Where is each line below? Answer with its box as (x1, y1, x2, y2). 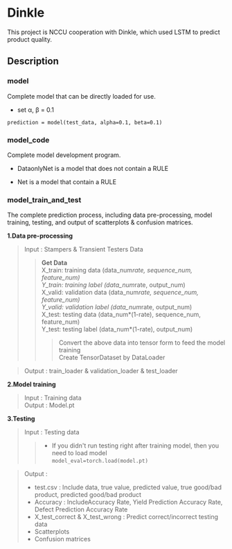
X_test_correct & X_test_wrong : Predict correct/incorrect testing (34, 513, 218, 521)
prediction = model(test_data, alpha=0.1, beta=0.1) (7, 119, 163, 126)
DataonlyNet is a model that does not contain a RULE (17, 164, 169, 172)
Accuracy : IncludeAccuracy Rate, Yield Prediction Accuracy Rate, (34, 498, 223, 507)
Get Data (41, 259, 68, 267)
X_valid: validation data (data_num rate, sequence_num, (41, 288, 199, 297)
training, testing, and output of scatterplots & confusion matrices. (7, 218, 193, 227)
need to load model (51, 449, 107, 457)
